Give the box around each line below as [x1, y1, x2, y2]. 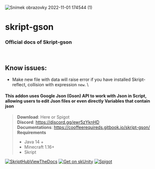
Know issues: [5, 63, 47, 72]
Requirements [17, 129, 46, 135]
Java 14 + [24, 138, 44, 145]
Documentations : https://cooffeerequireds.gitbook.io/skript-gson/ [17, 124, 150, 130]
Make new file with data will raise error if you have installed [12, 77, 131, 82]
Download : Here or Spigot [17, 114, 70, 120]
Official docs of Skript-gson [5, 39, 72, 46]
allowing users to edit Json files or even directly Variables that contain [5, 98, 151, 104]
